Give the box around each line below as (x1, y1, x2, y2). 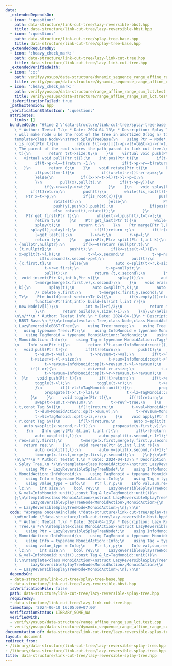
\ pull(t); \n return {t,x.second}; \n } (14, 271, 166, 276)
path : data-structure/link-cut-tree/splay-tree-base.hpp (14, 37, 139, 42)
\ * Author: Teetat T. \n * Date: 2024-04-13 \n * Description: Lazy (14, 519, 161, 525)
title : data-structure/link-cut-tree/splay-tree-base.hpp (14, 41, 141, 46)
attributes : (10, 113, 36, 118)
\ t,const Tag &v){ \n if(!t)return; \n (14, 404, 114, 409)
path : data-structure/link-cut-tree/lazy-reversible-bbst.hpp (14, 22, 150, 27)
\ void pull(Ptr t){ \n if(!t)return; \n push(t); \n (14, 347, 161, 352)
